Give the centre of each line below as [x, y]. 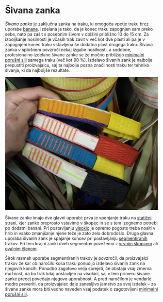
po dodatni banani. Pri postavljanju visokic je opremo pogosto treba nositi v [80, 228]
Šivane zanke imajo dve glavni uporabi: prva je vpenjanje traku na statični [78, 218]
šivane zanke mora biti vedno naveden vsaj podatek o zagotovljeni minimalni [81, 289]
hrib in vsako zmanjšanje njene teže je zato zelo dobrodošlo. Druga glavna [79, 233]
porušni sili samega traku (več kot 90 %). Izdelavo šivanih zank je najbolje [79, 60]
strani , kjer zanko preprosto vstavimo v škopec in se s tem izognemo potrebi [81, 223]
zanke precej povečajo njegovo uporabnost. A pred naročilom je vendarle [78, 279]
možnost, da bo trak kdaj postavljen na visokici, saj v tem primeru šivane [78, 273]
